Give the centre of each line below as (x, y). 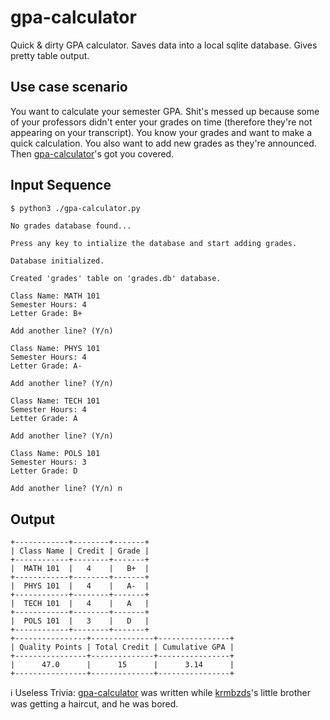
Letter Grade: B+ (46, 314)
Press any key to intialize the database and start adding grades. (154, 244)
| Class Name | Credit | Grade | (80, 551)
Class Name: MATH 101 (55, 296)
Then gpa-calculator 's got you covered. (92, 153)
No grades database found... (71, 226)
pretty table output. (50, 55)
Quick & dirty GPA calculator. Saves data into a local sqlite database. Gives (164, 45)
